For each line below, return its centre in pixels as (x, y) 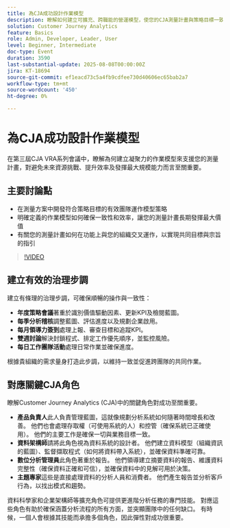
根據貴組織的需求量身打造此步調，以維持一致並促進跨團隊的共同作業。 (106, 361)
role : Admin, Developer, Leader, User (62, 39)
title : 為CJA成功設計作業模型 (46, 13)
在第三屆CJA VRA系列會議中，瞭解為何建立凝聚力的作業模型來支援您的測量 (113, 158)
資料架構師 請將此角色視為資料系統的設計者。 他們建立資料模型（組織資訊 (120, 443)
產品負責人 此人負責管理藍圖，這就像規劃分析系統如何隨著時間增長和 (113, 417)
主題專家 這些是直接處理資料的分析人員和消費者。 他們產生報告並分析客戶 (120, 477)
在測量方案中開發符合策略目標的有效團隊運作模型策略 (92, 208)
